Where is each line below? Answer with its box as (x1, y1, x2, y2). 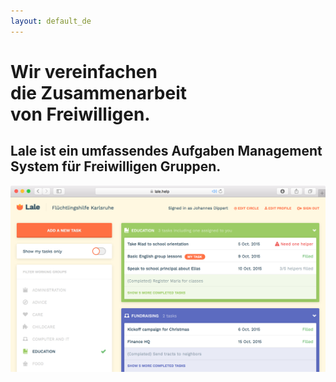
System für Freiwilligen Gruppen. (10, 158, 222, 175)
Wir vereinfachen (10, 60, 158, 83)
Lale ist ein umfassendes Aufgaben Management (10, 143, 323, 160)
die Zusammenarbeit (10, 81, 187, 104)
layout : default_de (10, 16, 92, 26)
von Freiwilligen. (10, 103, 151, 125)
